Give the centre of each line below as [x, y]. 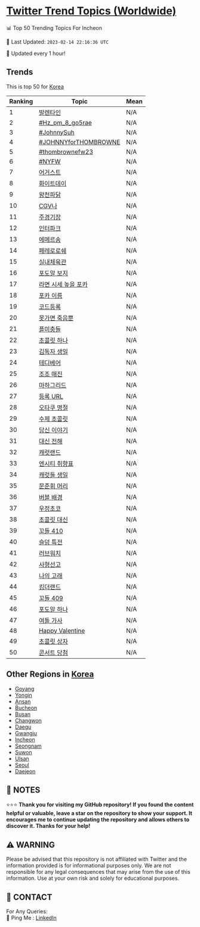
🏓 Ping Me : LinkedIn [31, 918]
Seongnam [28, 746]
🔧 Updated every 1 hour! [36, 53]
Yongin [24, 695]
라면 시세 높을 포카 [63, 284]
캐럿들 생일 [53, 475]
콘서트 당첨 [53, 653]
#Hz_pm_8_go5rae [65, 123]
